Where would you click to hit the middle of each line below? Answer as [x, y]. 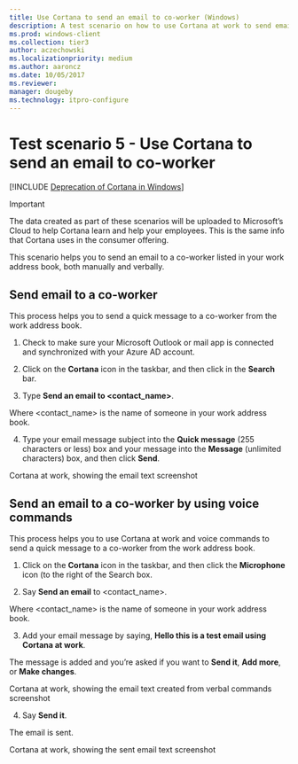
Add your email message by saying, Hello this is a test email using [144, 635]
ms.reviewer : [33, 83]
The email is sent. [41, 732]
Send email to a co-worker [83, 295]
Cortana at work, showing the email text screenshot [103, 476]
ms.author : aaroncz [45, 67]
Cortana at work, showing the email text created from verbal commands [141, 689]
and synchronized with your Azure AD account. [108, 352]
